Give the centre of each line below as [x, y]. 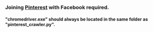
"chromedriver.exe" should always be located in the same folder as [77, 19]
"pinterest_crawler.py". [30, 24]
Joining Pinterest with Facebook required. [57, 7]
